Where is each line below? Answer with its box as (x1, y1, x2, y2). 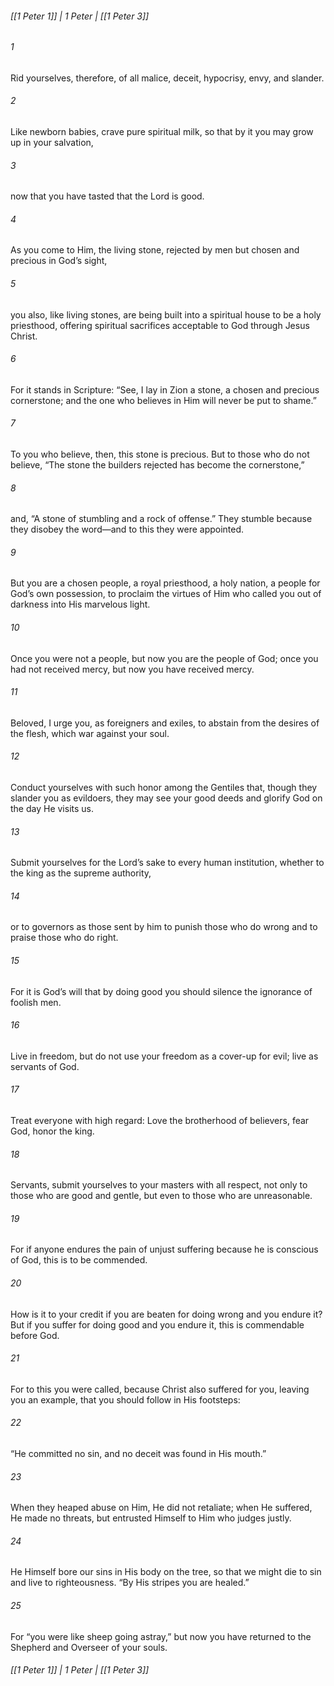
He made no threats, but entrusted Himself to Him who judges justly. (10, 1512, 292, 1524)
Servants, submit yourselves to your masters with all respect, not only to (10, 1179, 308, 1191)
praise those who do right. (10, 932, 119, 944)
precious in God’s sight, (10, 255, 108, 267)
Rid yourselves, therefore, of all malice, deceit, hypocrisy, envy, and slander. (10, 72, 325, 84)
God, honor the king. (10, 1125, 95, 1137)
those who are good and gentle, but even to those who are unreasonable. (10, 1190, 313, 1202)
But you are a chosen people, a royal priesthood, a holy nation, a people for (10, 577, 321, 589)
